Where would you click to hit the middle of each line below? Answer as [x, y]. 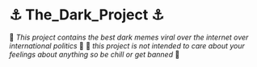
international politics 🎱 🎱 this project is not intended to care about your [127, 45]
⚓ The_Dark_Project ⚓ [87, 15]
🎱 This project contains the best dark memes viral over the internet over [129, 37]
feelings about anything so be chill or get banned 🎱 [95, 54]
